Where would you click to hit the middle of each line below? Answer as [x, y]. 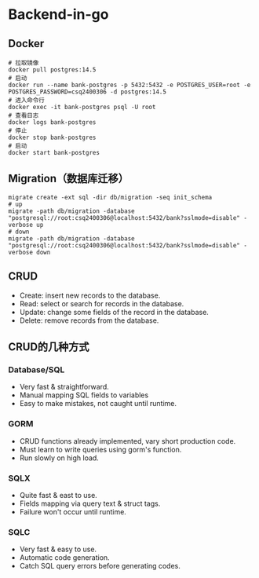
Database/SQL [36, 369]
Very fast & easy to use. [58, 549]
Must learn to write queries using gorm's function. [100, 449]
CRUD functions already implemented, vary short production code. [128, 441]
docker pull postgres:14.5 [52, 70]
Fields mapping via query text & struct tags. [90, 503]
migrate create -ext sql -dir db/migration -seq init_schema [110, 197]
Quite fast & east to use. [58, 495]
